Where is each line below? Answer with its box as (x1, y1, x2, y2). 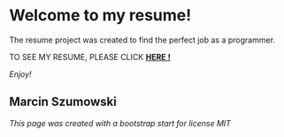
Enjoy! (9, 68, 33, 80)
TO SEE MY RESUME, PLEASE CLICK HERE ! (9, 51, 171, 62)
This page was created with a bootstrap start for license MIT (9, 118, 232, 128)
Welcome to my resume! (9, 5, 192, 26)
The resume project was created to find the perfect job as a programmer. (9, 34, 276, 45)
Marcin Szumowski (9, 95, 117, 110)
